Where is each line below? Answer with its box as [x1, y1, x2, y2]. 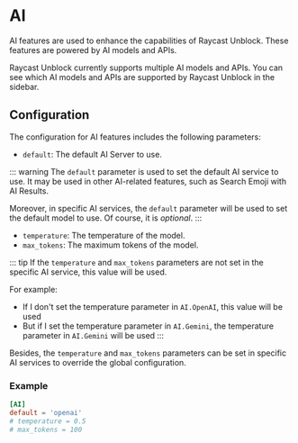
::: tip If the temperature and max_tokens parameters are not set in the [9, 257, 264, 267]
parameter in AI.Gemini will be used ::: [22, 330, 165, 340]
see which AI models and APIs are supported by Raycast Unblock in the [9, 71, 275, 82]
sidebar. [9, 81, 40, 92]
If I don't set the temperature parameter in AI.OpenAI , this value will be [22, 301, 284, 312]
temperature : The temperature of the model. [22, 230, 185, 240]
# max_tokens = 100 [9, 425, 83, 434]
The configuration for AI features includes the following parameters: [9, 131, 261, 142]
